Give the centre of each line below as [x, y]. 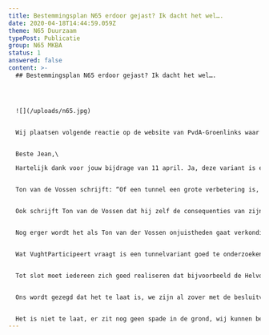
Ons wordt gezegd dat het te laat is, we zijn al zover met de [123, 297]
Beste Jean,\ [37, 154]
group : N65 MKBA [35, 46]
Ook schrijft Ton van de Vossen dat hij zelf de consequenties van [130, 212]
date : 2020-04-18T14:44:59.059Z [62, 23]
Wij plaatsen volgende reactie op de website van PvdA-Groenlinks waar [138, 132]
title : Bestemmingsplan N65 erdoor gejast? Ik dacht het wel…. [116, 16]
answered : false [35, 61]
